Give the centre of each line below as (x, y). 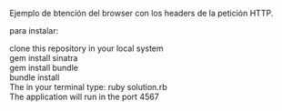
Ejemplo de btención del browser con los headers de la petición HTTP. (141, 13)
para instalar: (34, 30)
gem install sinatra (44, 58)
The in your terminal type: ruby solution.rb (88, 87)
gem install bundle (44, 68)
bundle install (35, 77)
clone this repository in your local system (86, 48)
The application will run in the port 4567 (84, 96)
